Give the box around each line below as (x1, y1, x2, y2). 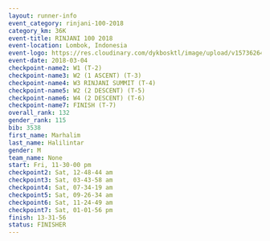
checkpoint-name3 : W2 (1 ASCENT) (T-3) (8, 71, 142, 80)
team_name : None (8, 153, 63, 161)
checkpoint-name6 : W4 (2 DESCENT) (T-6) (8, 94, 146, 102)
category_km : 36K (8, 27, 67, 35)
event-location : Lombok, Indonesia (8, 42, 128, 50)
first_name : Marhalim (8, 131, 81, 139)
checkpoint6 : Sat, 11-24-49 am (8, 198, 113, 206)
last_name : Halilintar (8, 138, 84, 147)
